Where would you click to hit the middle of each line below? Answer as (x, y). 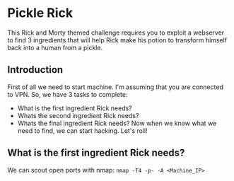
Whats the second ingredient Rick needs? (78, 115)
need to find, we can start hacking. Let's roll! (82, 130)
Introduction (35, 70)
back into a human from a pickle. (55, 47)
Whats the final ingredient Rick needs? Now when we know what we (117, 123)
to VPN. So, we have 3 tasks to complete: (68, 94)
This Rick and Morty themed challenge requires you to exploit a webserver (116, 33)
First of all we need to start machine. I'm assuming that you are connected (116, 87)
